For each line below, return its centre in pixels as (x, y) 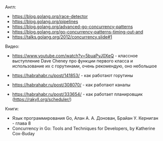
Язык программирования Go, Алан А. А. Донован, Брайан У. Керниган (85, 118)
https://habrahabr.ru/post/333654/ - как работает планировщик (77, 94)
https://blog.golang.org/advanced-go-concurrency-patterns (72, 27)
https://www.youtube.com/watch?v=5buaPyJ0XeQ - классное (75, 56)
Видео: (12, 46)
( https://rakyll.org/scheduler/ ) (42, 99)
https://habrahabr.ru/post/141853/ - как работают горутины (72, 75)
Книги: (12, 109)
